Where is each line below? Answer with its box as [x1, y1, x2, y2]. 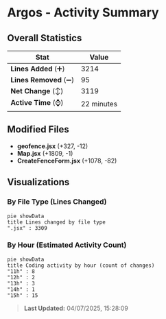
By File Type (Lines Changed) [7, 197, 107, 206]
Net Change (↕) [10, 86, 64, 95]
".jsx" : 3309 [7, 224, 48, 231]
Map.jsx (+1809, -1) [16, 149, 73, 157]
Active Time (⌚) [10, 98, 64, 107]
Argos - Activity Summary [7, 5, 159, 21]
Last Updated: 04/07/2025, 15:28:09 [23, 304, 128, 312]
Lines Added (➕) [10, 64, 65, 73]
